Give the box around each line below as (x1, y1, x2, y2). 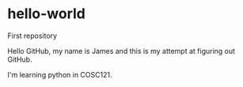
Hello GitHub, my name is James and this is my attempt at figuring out (7, 46, 235, 55)
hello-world (7, 5, 86, 23)
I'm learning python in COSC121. (7, 70, 112, 79)
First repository (7, 31, 57, 40)
